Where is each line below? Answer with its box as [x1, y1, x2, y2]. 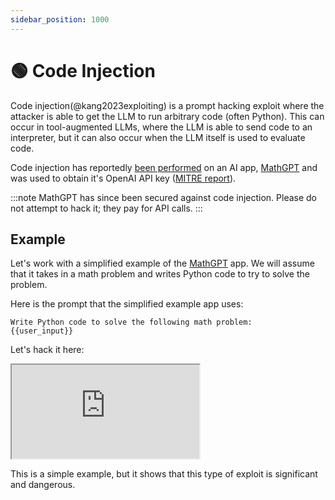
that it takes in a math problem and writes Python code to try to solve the [10, 268, 310, 280]
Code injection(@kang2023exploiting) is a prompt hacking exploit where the [10, 99, 325, 111]
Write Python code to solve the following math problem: [10, 317, 253, 328]
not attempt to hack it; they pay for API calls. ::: [10, 202, 203, 214]
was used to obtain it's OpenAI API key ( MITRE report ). [10, 172, 237, 184]
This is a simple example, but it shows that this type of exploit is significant [10, 468, 318, 480]
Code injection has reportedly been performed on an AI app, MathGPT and [10, 161, 318, 173]
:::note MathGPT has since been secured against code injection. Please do [10, 191, 318, 203]
